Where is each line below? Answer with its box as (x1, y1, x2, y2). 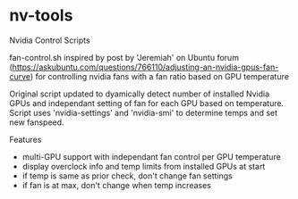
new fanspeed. (9, 117, 64, 128)
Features (9, 134, 42, 145)
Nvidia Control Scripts (9, 35, 91, 46)
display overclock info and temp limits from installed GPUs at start (21, 161, 266, 171)
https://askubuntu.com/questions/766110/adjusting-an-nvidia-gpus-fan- (12, 62, 279, 72)
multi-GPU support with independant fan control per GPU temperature (21, 151, 282, 162)
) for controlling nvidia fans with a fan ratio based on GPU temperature (30, 70, 289, 81)
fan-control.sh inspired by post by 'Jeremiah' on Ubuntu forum (9, 52, 240, 62)
